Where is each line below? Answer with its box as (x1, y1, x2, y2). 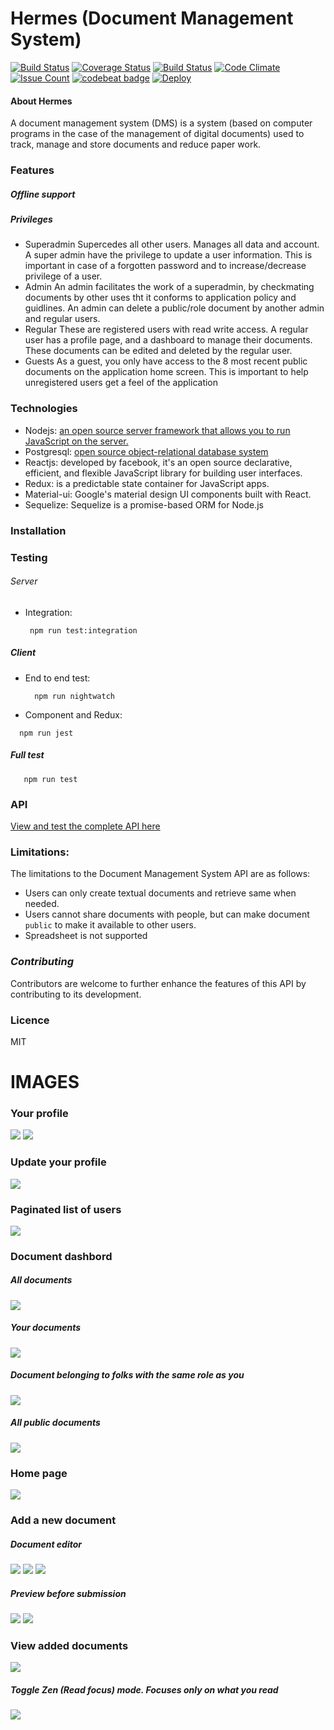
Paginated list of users (10, 1202, 122, 1216)
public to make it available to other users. (24, 919, 197, 931)
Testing (10, 550, 48, 564)
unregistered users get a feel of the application (24, 377, 219, 389)
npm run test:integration (29, 625, 138, 636)
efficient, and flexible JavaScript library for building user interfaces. (24, 467, 303, 479)
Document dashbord (10, 1249, 113, 1263)
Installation (10, 523, 67, 537)
